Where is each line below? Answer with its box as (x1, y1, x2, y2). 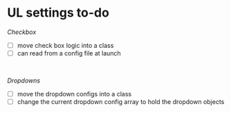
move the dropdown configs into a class (17, 90, 132, 98)
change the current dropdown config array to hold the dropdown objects (17, 98, 225, 106)
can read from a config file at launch (17, 49, 121, 57)
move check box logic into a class (17, 41, 114, 49)
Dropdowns (7, 76, 40, 85)
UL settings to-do (7, 5, 109, 21)
